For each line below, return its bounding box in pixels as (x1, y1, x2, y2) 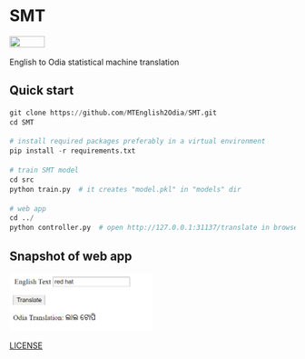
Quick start (9, 83, 74, 98)
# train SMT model (9, 165, 79, 175)
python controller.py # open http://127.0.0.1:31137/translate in (9, 224, 271, 233)
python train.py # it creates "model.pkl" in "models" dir (9, 184, 242, 194)
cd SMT (9, 117, 34, 127)
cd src (9, 175, 34, 184)
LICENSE (9, 340, 44, 351)
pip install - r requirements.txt (9, 146, 136, 155)
